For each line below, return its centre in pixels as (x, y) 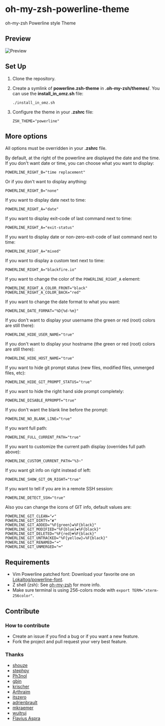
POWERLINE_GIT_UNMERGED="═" (34, 547)
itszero (19, 697)
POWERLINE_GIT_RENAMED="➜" (33, 543)
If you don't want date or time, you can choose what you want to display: (80, 163)
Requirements (27, 562)
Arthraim (21, 692)
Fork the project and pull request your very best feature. (70, 641)
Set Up (16, 67)
